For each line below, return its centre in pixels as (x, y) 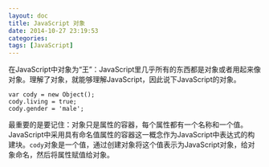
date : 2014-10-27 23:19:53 (53, 31)
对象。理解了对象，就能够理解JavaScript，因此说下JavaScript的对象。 (124, 79)
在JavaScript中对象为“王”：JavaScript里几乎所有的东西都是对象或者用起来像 (134, 70)
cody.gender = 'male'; (46, 109)
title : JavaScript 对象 (47, 23)
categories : (28, 38)
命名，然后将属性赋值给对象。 (64, 155)
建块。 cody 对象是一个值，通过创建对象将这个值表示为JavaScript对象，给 (128, 145)
